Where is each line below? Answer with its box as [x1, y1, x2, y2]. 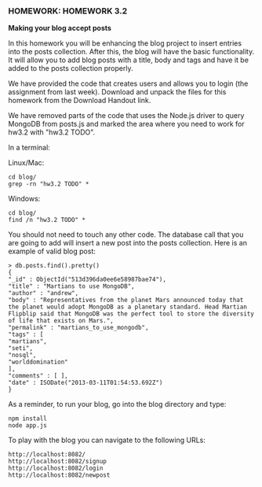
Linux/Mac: [8, 158, 45, 168]
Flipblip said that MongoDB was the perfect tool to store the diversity [8, 310, 255, 318]
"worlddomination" [8, 358, 68, 367]
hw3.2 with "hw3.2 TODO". [8, 127, 96, 137]
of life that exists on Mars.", [8, 317, 114, 325]
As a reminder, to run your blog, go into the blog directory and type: [8, 400, 227, 409]
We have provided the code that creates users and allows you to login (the [8, 79, 249, 88]
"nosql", [8, 352, 37, 360]
